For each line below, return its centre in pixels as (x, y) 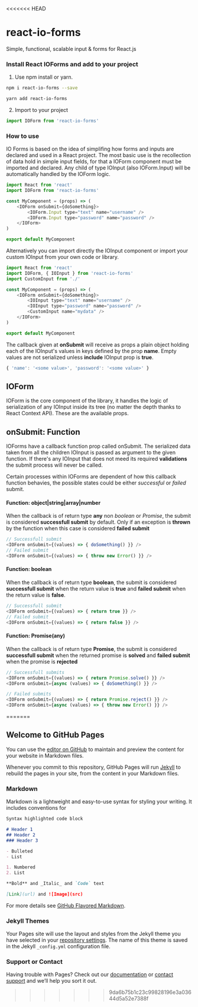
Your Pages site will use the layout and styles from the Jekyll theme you (94, 934)
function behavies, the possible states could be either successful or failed (96, 483)
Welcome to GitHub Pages (55, 735)
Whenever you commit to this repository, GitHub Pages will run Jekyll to (94, 767)
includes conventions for (36, 808)
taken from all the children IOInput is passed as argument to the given (91, 453)
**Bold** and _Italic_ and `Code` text (55, 884)
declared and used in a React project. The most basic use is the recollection (98, 155)
